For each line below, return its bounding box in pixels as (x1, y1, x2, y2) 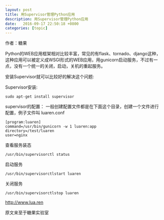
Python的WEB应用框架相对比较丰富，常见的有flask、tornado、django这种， (5, 51, 161, 57)
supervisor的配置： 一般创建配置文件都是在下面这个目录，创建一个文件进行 (5, 104, 159, 110)
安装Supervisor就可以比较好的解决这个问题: (5, 74, 94, 80)
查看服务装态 (5, 142, 31, 148)
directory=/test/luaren (5, 128, 55, 133)
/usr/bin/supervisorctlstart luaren (5, 171, 81, 177)
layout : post (5, 7, 32, 12)
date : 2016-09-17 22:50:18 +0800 (5, 21, 79, 26)
